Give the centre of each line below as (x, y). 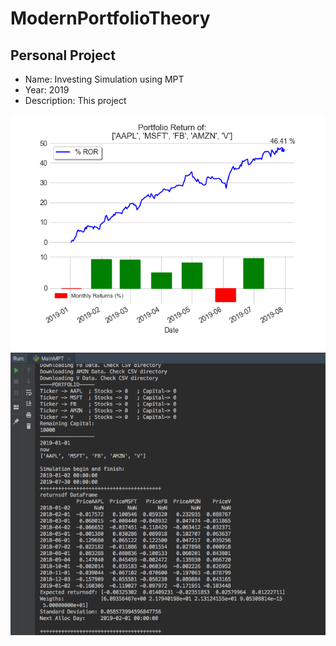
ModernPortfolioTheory (110, 18)
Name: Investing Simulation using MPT (104, 79)
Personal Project (63, 55)
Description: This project (75, 100)
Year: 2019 (47, 90)
